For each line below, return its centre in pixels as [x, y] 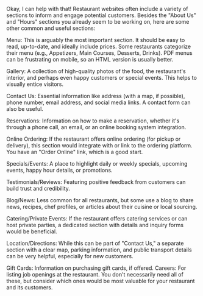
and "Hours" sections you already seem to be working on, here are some [98, 22]
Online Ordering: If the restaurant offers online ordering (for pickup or [94, 139]
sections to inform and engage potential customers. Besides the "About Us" [101, 15]
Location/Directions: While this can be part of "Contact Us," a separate [95, 243]
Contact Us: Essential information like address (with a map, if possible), [96, 96]
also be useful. [25, 109]
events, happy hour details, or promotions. [59, 170]
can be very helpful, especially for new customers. [70, 256]
